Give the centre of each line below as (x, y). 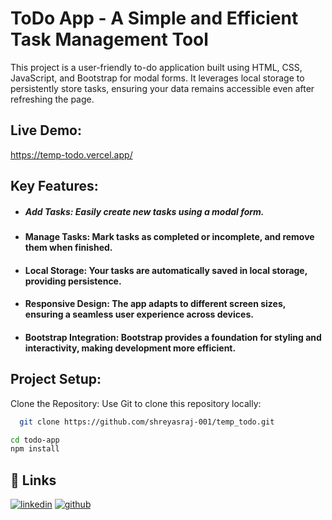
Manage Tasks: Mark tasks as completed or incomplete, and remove (169, 237)
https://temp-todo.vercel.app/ (71, 154)
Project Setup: (56, 379)
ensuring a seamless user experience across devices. (139, 314)
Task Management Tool (109, 39)
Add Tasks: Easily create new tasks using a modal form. (144, 211)
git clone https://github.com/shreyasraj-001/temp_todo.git (147, 422)
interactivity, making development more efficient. (130, 348)
